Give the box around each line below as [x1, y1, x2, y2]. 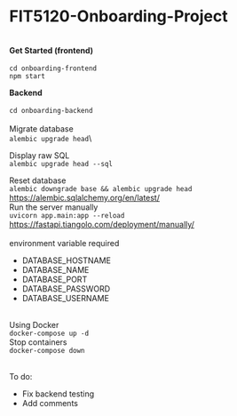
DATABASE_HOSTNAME [21, 255, 111, 266]
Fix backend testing [21, 388, 95, 399]
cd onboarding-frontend [9, 64, 98, 73]
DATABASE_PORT [21, 274, 88, 284]
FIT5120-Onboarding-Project [9, 6, 228, 27]
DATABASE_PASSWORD [21, 283, 111, 294]
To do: [9, 371, 33, 381]
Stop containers [9, 336, 67, 348]
